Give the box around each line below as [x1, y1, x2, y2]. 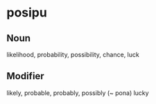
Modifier [6, 70, 44, 82]
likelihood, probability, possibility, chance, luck [6, 50, 139, 59]
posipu [6, 5, 48, 21]
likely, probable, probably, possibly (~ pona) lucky [6, 88, 150, 97]
